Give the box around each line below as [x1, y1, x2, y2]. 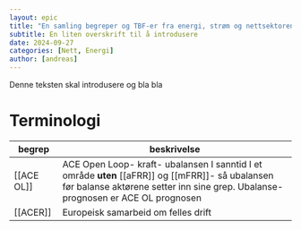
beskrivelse [149, 142, 201, 155]
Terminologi [9, 111, 101, 131]
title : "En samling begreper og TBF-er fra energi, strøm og [9, 21, 243, 30]
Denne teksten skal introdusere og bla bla [9, 80, 163, 89]
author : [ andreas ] [9, 55, 78, 64]
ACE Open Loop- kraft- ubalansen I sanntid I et [62, 158, 262, 170]
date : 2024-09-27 [9, 38, 74, 47]
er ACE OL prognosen [110, 192, 202, 204]
